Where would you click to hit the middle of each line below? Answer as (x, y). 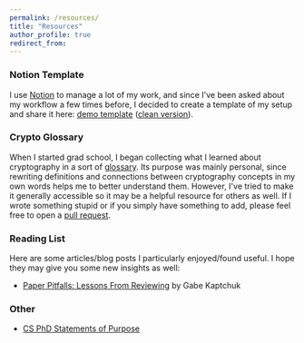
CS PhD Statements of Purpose (81, 328)
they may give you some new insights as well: (95, 268)
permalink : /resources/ (54, 18)
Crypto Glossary (47, 137)
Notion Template (47, 75)
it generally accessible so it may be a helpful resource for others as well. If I (151, 195)
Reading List (37, 239)
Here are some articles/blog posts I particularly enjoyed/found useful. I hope (152, 259)
